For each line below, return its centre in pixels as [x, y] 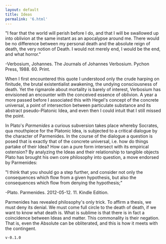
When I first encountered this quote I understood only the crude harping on [82, 79]
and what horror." [23, 54]
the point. [15, 116]
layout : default [22, 10]
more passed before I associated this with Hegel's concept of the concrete [82, 100]
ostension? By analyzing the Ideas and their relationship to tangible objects [82, 152]
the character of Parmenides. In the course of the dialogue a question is [79, 136]
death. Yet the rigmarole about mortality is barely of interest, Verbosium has [83, 90]
